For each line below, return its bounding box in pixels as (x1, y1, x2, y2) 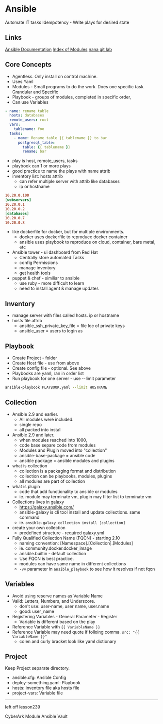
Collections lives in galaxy (12, 499, 64, 505)
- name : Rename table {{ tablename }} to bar (14, 135, 108, 140)
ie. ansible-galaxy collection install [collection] (19, 519, 126, 525)
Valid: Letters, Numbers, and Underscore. (12, 598, 96, 604)
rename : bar (22, 149, 47, 154)
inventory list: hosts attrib (12, 173, 63, 179)
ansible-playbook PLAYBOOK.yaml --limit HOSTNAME (5, 385, 108, 390)
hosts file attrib (12, 318, 43, 324)
